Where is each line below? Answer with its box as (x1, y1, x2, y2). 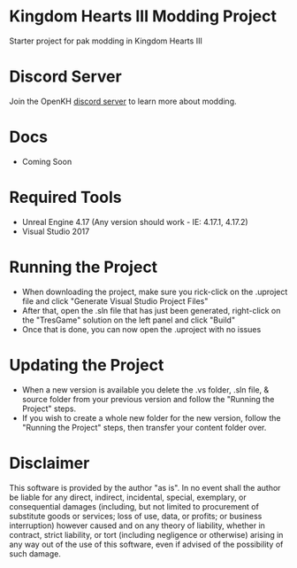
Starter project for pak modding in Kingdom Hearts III (9, 35, 203, 46)
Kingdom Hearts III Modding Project (9, 6, 277, 27)
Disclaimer (9, 453, 90, 473)
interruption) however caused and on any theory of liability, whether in (9, 520, 265, 531)
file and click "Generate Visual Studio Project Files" (21, 295, 209, 307)
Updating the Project (9, 354, 164, 375)
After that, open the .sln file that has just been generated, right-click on (21, 305, 281, 315)
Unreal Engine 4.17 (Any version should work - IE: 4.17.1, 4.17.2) (21, 216, 249, 227)
